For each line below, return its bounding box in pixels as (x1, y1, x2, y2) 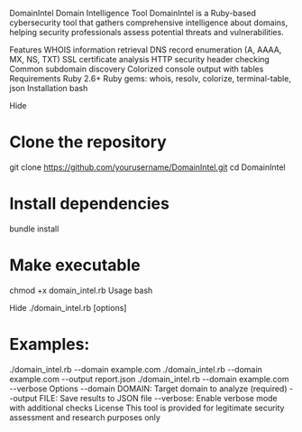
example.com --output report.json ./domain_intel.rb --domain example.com (9, 373, 289, 384)
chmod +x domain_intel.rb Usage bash (9, 285, 153, 296)
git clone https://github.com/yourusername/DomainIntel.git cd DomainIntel (9, 162, 286, 173)
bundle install (9, 223, 59, 234)
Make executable (9, 255, 142, 276)
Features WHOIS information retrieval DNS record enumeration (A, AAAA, (9, 44, 282, 55)
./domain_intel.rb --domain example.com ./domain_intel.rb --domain (9, 363, 263, 374)
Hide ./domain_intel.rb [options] (9, 302, 127, 313)
